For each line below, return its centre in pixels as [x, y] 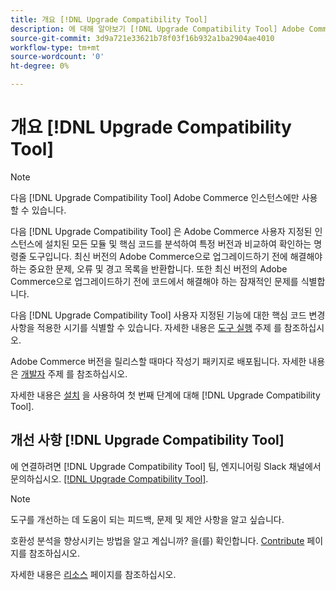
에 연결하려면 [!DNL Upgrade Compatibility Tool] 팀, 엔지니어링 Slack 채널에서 [166, 466]
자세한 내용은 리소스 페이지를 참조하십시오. [93, 574]
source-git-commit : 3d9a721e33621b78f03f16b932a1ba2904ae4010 [142, 38]
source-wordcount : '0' [57, 57]
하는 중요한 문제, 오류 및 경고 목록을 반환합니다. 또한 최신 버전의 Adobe [149, 268]
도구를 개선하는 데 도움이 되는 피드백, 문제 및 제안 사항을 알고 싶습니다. [147, 519]
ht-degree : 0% [40, 66]
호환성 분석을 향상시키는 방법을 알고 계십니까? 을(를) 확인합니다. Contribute [157, 540]
